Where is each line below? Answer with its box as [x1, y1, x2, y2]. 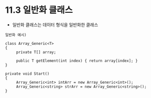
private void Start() [5, 71, 50, 76]
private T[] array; [16, 50, 56, 55]
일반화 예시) [5, 33, 27, 37]
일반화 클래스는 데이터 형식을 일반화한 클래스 [12, 22, 99, 28]
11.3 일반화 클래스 [5, 4, 73, 16]
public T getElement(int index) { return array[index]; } [16, 58, 138, 63]
